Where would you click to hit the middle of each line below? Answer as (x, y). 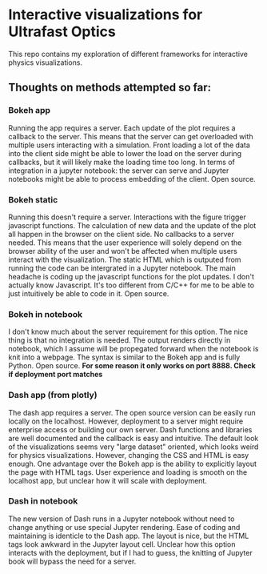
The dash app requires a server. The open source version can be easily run (132, 412)
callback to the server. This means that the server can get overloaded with (131, 136)
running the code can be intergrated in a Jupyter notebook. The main (122, 268)
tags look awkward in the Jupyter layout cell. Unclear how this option (122, 544)
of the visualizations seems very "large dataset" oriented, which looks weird (133, 447)
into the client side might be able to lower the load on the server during (125, 153)
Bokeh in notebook (45, 314)
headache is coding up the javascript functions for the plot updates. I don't (131, 276)
